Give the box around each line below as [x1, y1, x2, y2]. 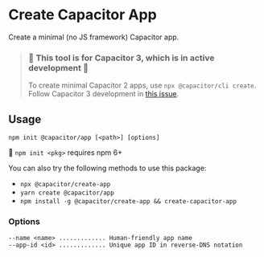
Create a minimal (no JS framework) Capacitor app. [8, 32, 179, 42]
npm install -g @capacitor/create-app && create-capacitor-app [19, 198, 237, 206]
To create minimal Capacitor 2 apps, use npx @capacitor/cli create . [27, 80, 257, 90]
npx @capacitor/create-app [19, 181, 111, 189]
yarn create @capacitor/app [19, 189, 114, 198]
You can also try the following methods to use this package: [8, 163, 207, 173]
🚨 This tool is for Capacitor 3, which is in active [27, 52, 215, 63]
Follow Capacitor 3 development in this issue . [27, 89, 179, 99]
